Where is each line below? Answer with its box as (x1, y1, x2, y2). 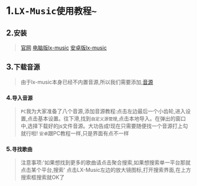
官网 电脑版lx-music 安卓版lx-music (20, 44, 107, 51)
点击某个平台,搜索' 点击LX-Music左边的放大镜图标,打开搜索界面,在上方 (20, 167, 192, 174)
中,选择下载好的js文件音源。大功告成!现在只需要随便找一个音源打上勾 (20, 122, 188, 130)
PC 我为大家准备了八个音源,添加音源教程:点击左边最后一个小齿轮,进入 (20, 107, 186, 115)
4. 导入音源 (6, 93, 33, 102)
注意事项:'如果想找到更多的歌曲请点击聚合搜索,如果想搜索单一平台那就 (20, 159, 191, 166)
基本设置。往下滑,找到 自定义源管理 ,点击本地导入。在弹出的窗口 (37, 115, 186, 122)
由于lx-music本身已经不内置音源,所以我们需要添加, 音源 (20, 78, 153, 86)
